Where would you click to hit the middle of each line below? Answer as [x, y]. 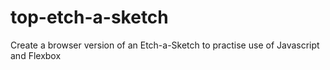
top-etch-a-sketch [89, 17]
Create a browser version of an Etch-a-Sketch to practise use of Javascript [165, 45]
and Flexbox [36, 55]
